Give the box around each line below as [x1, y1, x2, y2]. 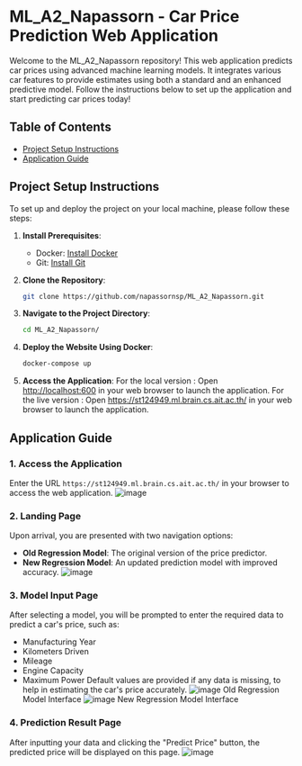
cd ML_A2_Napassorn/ [22, 326, 100, 335]
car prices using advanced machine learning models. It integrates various [9, 65, 281, 76]
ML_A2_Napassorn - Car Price [9, 6, 240, 27]
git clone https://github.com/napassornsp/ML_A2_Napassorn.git [22, 292, 265, 301]
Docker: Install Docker [35, 248, 119, 258]
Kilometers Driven [22, 646, 90, 657]
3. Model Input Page [9, 590, 99, 602]
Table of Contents [9, 120, 112, 135]
